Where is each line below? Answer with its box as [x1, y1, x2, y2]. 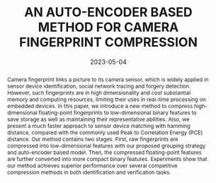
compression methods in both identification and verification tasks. [6, 168, 171, 176]
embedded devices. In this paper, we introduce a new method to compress [6, 102, 193, 110]
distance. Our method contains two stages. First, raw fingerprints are [6, 135, 178, 143]
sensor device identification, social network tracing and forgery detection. [6, 82, 191, 90]
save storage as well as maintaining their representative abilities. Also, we [6, 115, 190, 123]
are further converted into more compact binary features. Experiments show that [6, 155, 208, 163]
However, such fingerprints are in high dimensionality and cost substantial [6, 89, 191, 96]
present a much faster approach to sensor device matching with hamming [6, 122, 191, 129]
